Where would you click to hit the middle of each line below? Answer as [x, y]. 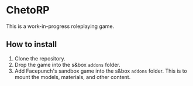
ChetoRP [28, 10]
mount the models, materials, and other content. [73, 77]
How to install [32, 44]
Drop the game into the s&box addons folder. [68, 64]
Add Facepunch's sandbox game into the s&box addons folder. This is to [101, 71]
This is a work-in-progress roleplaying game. [60, 26]
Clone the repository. [40, 58]
